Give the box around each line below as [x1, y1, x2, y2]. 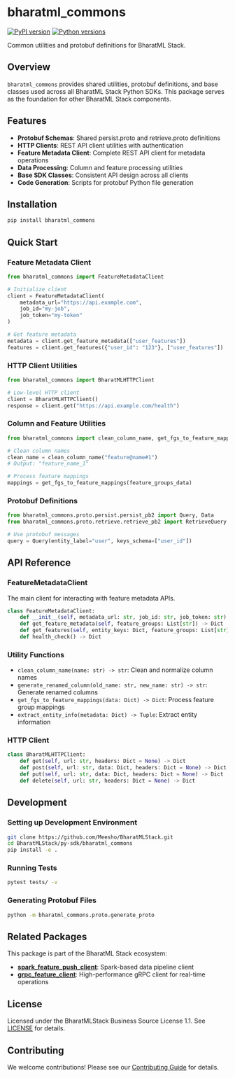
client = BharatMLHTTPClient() [7, 395, 99, 402]
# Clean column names [7, 447, 71, 454]
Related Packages [7, 930, 87, 942]
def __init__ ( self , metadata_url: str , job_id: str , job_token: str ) [20, 614, 227, 621]
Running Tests [7, 863, 57, 873]
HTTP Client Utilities [7, 360, 78, 370]
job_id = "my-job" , [20, 305, 71, 312]
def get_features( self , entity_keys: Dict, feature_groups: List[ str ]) [20, 627, 233, 634]
